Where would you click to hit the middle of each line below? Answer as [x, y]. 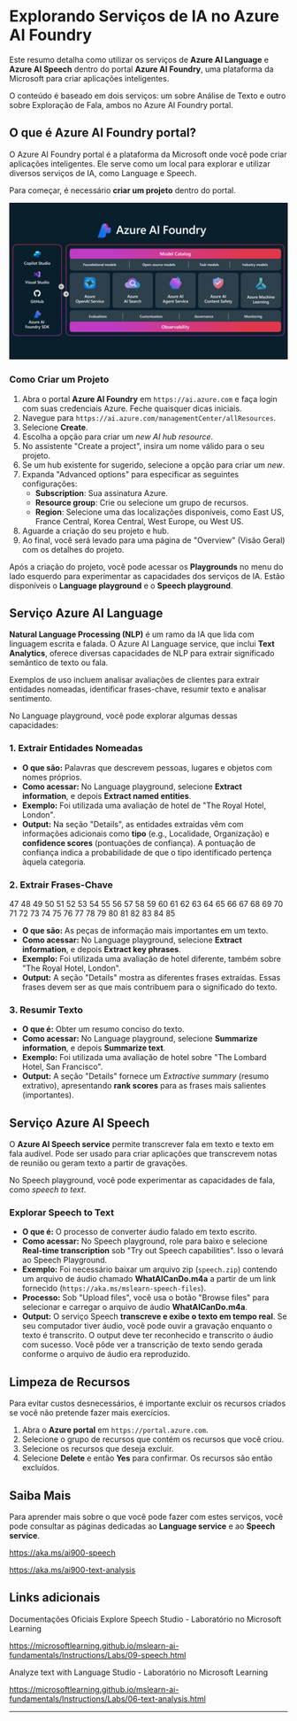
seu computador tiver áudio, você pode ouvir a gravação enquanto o [147, 1326]
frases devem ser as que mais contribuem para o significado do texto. [149, 987]
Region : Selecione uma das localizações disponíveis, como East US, [160, 512]
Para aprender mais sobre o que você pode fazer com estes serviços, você [146, 1516]
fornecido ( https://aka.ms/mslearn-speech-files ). [114, 1288]
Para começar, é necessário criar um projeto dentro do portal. [122, 190]
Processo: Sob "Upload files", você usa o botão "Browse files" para [145, 1298]
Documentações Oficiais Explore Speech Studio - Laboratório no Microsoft [145, 1619]
